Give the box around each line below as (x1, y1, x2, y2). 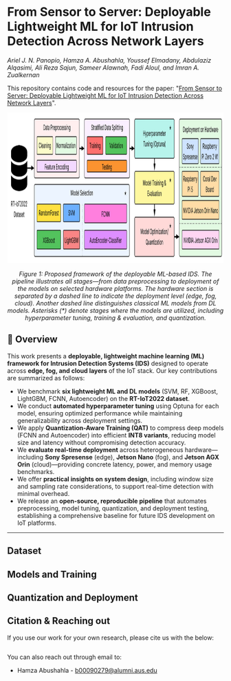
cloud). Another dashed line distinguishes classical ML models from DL (14, 299, 217, 307)
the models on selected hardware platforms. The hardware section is (17, 284, 214, 292)
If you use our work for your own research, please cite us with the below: (7, 634, 214, 642)
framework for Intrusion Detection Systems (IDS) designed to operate (7, 359, 208, 367)
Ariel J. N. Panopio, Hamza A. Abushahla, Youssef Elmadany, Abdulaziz (7, 56, 212, 64)
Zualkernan (7, 70, 40, 79)
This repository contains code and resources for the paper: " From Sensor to (7, 84, 222, 92)
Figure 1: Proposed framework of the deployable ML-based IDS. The (19, 270, 212, 278)
